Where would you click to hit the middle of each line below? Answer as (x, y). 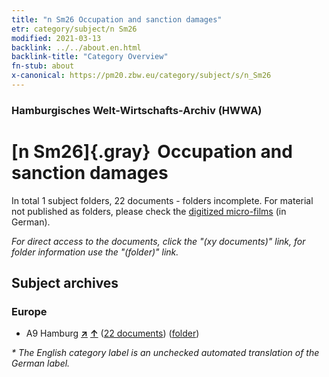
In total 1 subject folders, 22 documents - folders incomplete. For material (162, 200)
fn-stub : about (43, 66)
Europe (29, 312)
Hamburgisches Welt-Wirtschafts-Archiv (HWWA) (137, 110)
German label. (41, 363)
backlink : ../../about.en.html (76, 47)
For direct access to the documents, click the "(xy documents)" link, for (158, 241)
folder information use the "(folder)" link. (95, 252)
